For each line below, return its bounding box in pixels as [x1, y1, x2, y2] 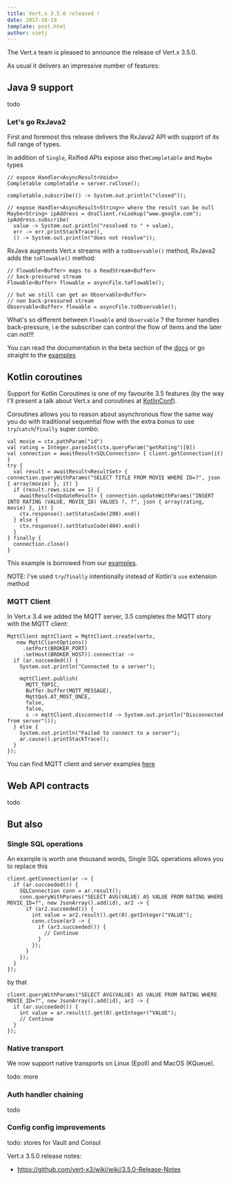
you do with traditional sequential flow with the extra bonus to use [7, 417, 194, 426]
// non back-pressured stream [7, 297, 94, 304]
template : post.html [7, 23, 67, 30]
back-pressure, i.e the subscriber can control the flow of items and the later [7, 323, 223, 331]
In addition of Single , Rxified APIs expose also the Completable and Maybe [7, 153, 212, 162]
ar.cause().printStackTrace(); [19, 736, 110, 743]
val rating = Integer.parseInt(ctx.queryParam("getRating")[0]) [7, 444, 196, 451]
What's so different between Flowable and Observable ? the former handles [7, 315, 220, 324]
